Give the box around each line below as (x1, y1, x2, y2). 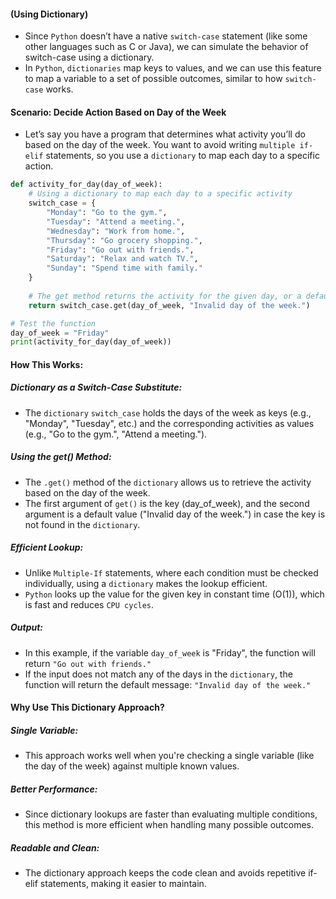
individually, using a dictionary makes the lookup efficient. (24, 577, 268, 589)
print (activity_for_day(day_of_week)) (10, 337, 172, 347)
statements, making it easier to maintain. (39, 878, 207, 890)
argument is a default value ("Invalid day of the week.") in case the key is (24, 508, 326, 520)
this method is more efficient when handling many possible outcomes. (24, 819, 315, 831)
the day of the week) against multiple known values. (24, 760, 240, 772)
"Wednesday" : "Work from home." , (46, 226, 186, 236)
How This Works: (10, 358, 84, 370)
